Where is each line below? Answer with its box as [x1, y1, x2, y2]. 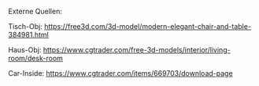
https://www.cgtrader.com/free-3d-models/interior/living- [43, 45, 231, 54]
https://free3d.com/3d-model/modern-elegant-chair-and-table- [44, 22, 252, 30]
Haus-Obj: [8, 45, 42, 54]
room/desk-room [8, 54, 63, 63]
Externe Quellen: [8, 7, 63, 16]
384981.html [8, 30, 49, 39]
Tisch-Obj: [8, 22, 43, 30]
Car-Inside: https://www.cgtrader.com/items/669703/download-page [8, 69, 234, 77]
